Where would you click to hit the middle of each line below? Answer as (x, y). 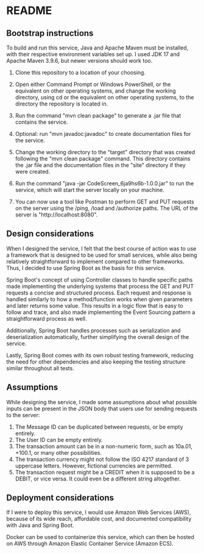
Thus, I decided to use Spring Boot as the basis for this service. (86, 268)
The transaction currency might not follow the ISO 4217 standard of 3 (102, 459)
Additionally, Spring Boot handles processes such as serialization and (93, 330)
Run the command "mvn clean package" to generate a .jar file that (98, 116)
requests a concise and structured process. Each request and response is (99, 293)
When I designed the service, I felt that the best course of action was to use (101, 248)
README (29, 11)
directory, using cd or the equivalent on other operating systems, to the (104, 97)
